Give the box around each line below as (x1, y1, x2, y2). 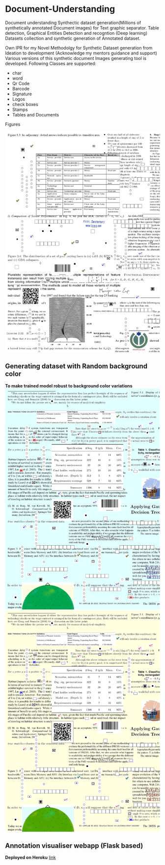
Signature (12, 91, 32, 97)
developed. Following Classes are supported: (5, 60, 97, 66)
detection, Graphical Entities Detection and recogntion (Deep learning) (5, 30, 148, 36)
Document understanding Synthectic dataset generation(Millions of (5, 20, 141, 26)
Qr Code (12, 80, 30, 86)
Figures (5, 121, 21, 127)
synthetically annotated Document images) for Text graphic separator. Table (5, 25, 160, 30)
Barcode (12, 85, 29, 91)
